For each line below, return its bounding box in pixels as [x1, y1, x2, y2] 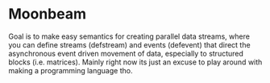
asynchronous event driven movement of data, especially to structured [8, 48, 244, 58]
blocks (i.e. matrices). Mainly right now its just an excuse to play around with [8, 57, 263, 67]
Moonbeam [8, 5, 87, 23]
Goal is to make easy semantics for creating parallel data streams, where [8, 31, 250, 41]
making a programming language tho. [8, 65, 133, 75]
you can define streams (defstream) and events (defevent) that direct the [8, 39, 251, 49]
